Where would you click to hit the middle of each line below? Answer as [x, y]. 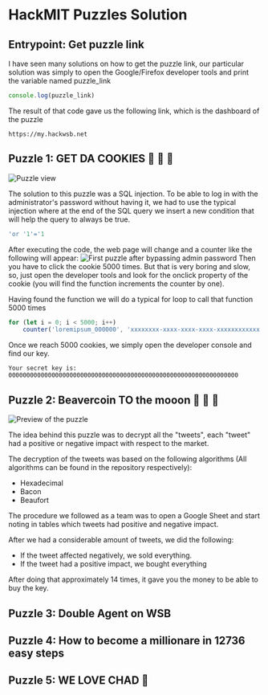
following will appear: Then [132, 258]
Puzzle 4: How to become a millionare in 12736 [127, 640]
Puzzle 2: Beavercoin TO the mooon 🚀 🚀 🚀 [114, 400]
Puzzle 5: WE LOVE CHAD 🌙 [79, 681]
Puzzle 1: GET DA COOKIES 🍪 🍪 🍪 [91, 159]
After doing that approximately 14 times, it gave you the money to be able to [133, 579]
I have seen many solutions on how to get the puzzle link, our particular [126, 63]
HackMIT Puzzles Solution [98, 15]
